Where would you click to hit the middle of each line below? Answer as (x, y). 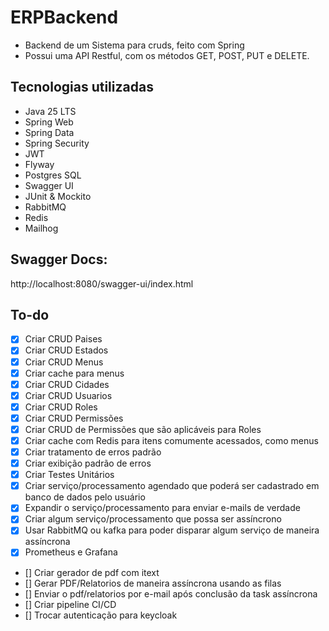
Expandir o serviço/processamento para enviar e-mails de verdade (162, 508)
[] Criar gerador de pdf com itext (92, 572)
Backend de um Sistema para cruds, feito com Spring (134, 45)
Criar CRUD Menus (64, 362)
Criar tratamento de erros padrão (93, 452)
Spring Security (57, 143)
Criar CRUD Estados (66, 350)
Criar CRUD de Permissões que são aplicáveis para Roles (143, 429)
